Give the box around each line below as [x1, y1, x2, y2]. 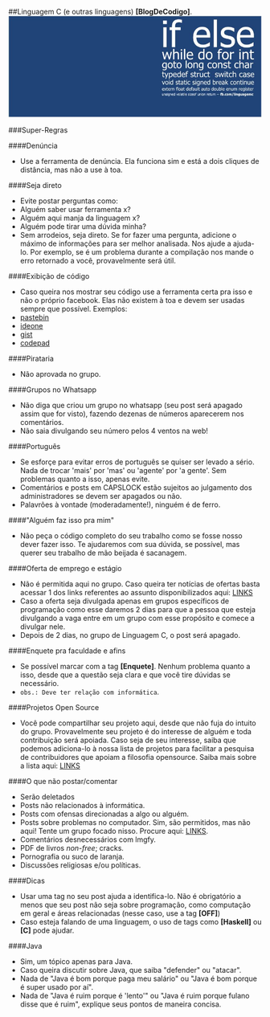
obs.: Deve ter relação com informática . [19, 687, 159, 696]
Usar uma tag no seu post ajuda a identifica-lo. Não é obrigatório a [19, 891, 242, 901]
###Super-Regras [8, 125, 68, 135]
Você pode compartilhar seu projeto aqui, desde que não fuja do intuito [19, 718, 256, 728]
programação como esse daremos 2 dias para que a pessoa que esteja [19, 604, 256, 614]
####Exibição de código [8, 271, 90, 280]
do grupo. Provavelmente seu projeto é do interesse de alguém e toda [19, 726, 252, 736]
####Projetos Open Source [8, 702, 100, 712]
